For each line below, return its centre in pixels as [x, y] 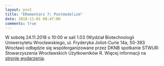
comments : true [21, 23]
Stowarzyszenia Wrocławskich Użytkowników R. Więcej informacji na [76, 53]
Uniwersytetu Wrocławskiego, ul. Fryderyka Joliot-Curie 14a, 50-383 [75, 43]
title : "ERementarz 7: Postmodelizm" [44, 14]
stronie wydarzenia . [25, 58]
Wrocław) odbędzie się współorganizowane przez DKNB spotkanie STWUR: [82, 48]
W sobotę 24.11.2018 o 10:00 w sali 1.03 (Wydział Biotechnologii [70, 37]
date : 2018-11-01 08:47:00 [33, 19]
